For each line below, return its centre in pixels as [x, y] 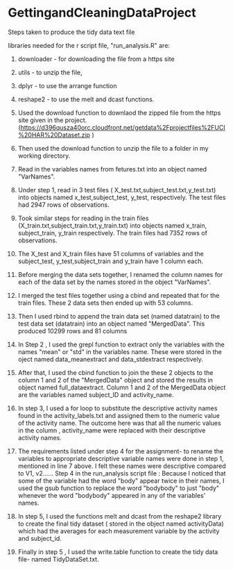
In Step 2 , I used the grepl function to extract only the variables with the [121, 344]
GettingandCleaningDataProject [102, 13]
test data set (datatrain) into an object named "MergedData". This [111, 324]
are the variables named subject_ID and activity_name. [96, 394]
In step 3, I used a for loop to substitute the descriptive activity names [118, 408]
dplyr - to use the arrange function [67, 85]
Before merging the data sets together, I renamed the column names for [120, 274]
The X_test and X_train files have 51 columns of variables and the [111, 253]
